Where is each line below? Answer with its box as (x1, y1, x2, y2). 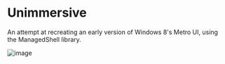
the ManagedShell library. (7, 35, 82, 43)
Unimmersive (7, 5, 87, 21)
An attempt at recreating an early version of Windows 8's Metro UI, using (7, 28, 219, 36)
